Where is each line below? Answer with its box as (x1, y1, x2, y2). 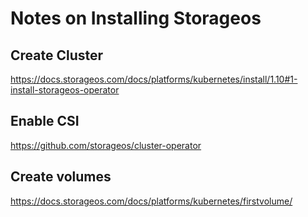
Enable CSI (10, 113, 80, 130)
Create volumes (10, 168, 112, 186)
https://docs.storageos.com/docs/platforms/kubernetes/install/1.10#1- (10, 73, 298, 85)
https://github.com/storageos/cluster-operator (10, 139, 202, 151)
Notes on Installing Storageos (10, 7, 262, 30)
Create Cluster (10, 47, 104, 64)
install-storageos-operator (10, 84, 120, 96)
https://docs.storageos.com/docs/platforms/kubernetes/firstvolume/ (10, 195, 293, 207)
